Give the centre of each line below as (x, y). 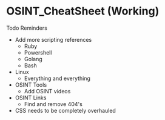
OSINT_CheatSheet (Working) (83, 11)
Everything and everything (57, 78)
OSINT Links (31, 98)
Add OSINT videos (47, 91)
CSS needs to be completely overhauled (66, 110)
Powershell (38, 52)
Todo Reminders (27, 28)
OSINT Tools (31, 85)
